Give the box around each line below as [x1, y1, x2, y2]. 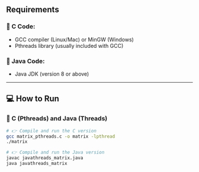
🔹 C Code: [6, 22, 36, 31]
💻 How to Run [6, 94, 59, 104]
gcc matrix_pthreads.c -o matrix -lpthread [6, 133, 115, 139]
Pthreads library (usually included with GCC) [14, 42, 124, 49]
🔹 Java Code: [6, 57, 46, 65]
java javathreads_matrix [6, 161, 68, 167]
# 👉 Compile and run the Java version [6, 150, 105, 155]
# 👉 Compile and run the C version [6, 128, 97, 134]
